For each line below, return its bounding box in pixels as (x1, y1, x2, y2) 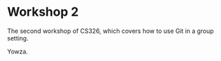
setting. (7, 34, 29, 42)
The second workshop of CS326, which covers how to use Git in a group (7, 27, 214, 35)
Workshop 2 (7, 4, 79, 20)
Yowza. (7, 47, 28, 56)
